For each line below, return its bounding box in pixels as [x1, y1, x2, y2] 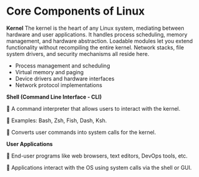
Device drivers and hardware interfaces [15, 75, 114, 82]
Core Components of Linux [6, 4, 145, 18]
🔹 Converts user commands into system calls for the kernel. [6, 128, 156, 136]
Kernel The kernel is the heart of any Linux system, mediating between [6, 24, 184, 32]
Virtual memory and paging [15, 68, 84, 75]
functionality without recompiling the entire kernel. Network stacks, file [6, 44, 184, 51]
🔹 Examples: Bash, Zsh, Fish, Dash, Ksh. [6, 117, 107, 124]
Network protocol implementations [15, 81, 102, 89]
